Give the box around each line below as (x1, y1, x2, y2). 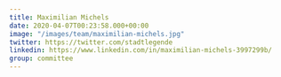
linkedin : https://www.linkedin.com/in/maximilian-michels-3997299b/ (9, 46, 273, 55)
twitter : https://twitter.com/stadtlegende (9, 37, 173, 47)
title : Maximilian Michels (9, 12, 109, 22)
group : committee (9, 54, 74, 63)
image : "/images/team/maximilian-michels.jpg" (9, 29, 185, 38)
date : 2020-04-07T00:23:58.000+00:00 (9, 21, 149, 30)
